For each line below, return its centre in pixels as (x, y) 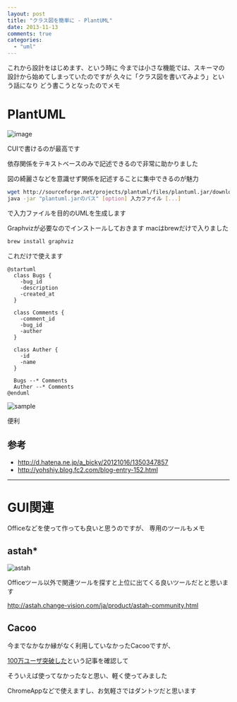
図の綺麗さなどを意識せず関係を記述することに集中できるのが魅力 (103, 178)
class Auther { (36, 350)
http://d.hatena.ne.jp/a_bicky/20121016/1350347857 (93, 462)
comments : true (30, 34)
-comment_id (37, 319)
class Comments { (39, 312)
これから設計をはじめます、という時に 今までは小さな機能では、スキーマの (116, 68)
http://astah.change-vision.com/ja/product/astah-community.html (103, 606)
